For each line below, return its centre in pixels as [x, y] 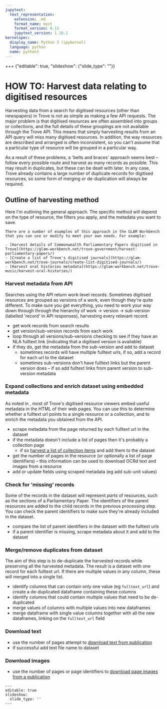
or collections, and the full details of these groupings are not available [77, 127]
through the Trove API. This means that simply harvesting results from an [80, 132]
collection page [28, 445]
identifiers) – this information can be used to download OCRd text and [84, 461]
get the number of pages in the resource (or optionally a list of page [82, 455]
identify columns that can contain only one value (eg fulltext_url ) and [86, 586]
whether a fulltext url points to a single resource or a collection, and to [77, 414]
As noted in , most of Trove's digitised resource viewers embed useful [77, 403]
